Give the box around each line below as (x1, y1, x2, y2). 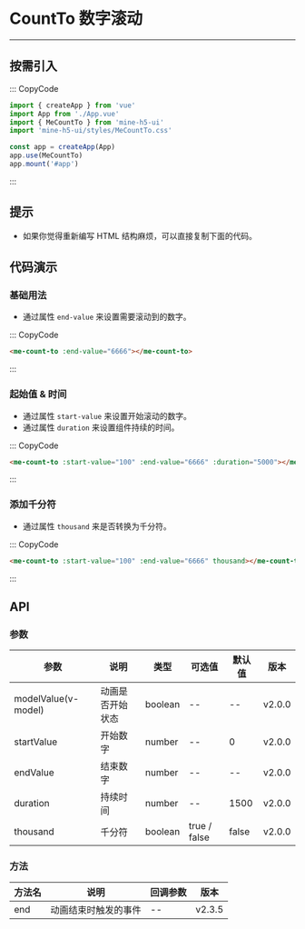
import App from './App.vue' (9, 109, 120, 118)
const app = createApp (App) (9, 143, 116, 152)
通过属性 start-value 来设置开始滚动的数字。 (22, 410, 192, 421)
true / (189, 820, 212, 833)
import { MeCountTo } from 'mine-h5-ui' (9, 117, 165, 127)
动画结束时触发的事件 (50, 904, 143, 916)
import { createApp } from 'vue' (9, 101, 136, 110)
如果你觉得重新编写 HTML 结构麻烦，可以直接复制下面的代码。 (22, 230, 257, 241)
